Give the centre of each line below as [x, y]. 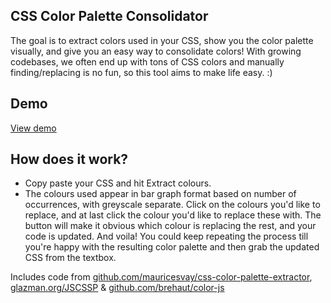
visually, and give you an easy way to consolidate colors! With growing [156, 51]
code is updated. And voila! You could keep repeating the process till [166, 236]
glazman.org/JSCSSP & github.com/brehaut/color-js [117, 288]
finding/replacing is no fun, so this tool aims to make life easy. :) [141, 72]
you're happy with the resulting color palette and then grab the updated [172, 247]
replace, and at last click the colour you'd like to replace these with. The [173, 215]
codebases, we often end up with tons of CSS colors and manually [147, 61]
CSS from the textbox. [70, 258]
